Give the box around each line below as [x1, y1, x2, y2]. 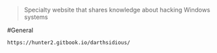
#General [7, 26, 34, 34]
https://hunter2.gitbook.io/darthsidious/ [7, 39, 130, 46]
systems [23, 13, 48, 21]
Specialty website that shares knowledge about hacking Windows [23, 6, 211, 14]
